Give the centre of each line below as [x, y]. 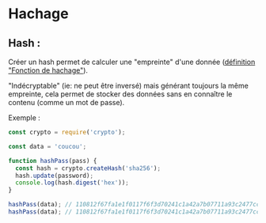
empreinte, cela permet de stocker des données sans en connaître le [120, 94]
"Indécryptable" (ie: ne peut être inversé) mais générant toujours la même [129, 85]
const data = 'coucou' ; [47, 146]
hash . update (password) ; [54, 176]
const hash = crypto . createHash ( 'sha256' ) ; [88, 168]
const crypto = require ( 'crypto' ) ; [67, 132]
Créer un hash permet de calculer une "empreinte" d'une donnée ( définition [132, 62]
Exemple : [25, 118]
